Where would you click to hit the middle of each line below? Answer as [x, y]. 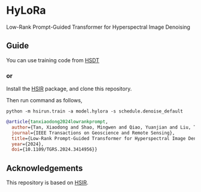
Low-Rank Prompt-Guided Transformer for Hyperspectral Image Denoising [98, 27]
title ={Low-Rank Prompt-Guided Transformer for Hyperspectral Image [99, 138]
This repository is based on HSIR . [47, 182]
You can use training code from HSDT [53, 60]
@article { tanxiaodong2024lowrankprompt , [57, 122]
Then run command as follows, [44, 100]
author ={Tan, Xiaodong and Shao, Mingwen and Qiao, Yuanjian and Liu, [101, 127]
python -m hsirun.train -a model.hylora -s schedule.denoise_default [95, 111]
